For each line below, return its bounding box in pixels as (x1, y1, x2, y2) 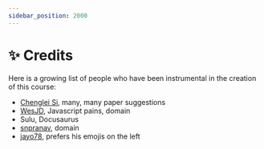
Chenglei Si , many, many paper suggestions (19, 97, 166, 107)
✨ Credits (8, 46, 74, 64)
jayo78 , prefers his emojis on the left (19, 131, 140, 141)
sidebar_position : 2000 (8, 11, 88, 20)
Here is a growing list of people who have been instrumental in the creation (8, 73, 257, 83)
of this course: (8, 82, 56, 91)
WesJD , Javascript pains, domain (19, 106, 131, 115)
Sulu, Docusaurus (19, 114, 79, 124)
